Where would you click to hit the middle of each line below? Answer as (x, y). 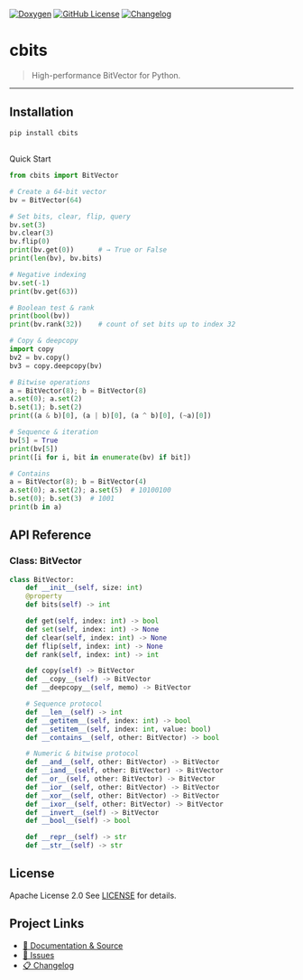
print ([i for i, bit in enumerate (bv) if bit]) (101, 457)
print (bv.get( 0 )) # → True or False (88, 250)
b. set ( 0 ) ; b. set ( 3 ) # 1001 (62, 499)
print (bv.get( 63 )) (44, 291)
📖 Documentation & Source (73, 945)
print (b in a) (36, 507)
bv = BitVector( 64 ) (46, 200)
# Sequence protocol (64, 704)
